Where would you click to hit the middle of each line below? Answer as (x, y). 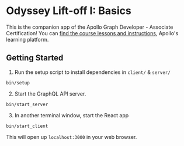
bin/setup (18, 83)
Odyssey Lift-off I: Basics (69, 11)
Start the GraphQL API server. (50, 94)
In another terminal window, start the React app (72, 115)
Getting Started (35, 58)
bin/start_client (27, 126)
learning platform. (27, 39)
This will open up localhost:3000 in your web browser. (72, 137)
